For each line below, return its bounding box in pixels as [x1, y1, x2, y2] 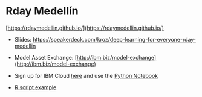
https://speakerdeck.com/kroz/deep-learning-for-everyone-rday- [32, 36, 196, 43]
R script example [14, 83, 57, 91]
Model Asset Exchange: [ [14, 54, 77, 61]
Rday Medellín [5, 4, 79, 18]
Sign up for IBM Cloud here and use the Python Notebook [14, 72, 158, 79]
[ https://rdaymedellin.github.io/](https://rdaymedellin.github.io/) [5, 24, 165, 31]
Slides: [14, 36, 31, 43]
